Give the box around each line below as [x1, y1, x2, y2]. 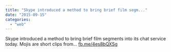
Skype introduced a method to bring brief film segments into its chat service [5, 36, 166, 42]
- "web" [10, 21, 27, 27]
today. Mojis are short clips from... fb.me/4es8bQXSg [5, 41, 118, 47]
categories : [5, 17, 31, 22]
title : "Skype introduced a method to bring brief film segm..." [5, 7, 147, 13]
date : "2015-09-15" [5, 12, 47, 17]
